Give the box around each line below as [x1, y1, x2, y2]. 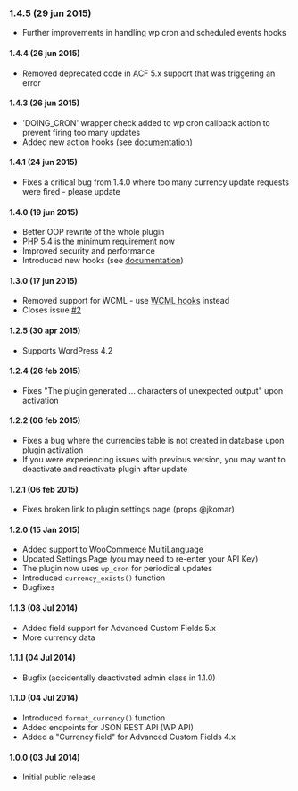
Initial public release [21, 771, 96, 783]
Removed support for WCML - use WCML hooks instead [21, 296, 230, 306]
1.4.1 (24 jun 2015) [9, 157, 78, 168]
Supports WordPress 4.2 [21, 345, 113, 355]
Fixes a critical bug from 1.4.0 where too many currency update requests [21, 177, 290, 187]
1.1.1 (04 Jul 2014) [9, 653, 76, 663]
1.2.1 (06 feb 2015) [9, 484, 79, 495]
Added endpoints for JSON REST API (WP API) [21, 721, 195, 732]
